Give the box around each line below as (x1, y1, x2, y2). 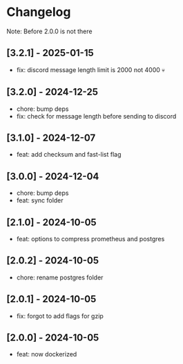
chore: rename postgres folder (16, 273, 104, 281)
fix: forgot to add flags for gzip (16, 311, 104, 320)
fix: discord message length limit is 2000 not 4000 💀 (16, 65, 165, 73)
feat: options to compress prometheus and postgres (16, 235, 165, 243)
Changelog (6, 4, 71, 20)
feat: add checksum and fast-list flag (16, 150, 122, 159)
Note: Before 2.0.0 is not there (6, 27, 93, 35)
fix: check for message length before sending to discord (16, 112, 177, 120)
